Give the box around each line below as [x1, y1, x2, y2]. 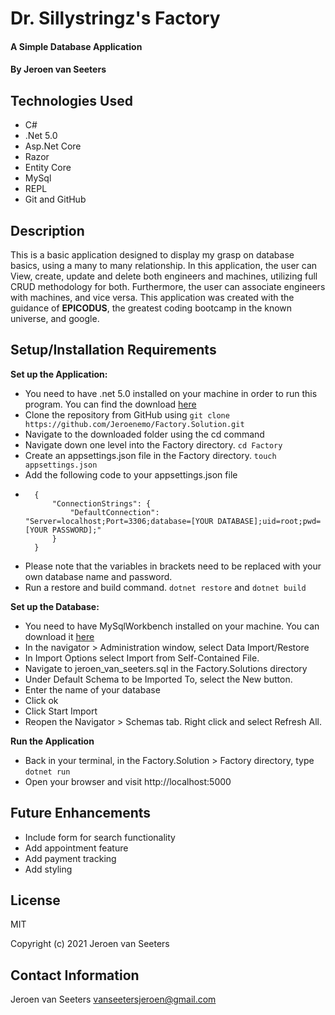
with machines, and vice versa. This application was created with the [10, 292, 295, 303]
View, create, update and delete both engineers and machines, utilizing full [10, 270, 318, 282]
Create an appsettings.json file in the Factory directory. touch [24, 449, 277, 461]
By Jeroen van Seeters [10, 63, 107, 76]
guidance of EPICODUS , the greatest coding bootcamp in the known [10, 302, 293, 314]
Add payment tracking [24, 852, 117, 864]
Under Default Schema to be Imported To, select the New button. [24, 673, 293, 685]
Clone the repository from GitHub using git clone [24, 408, 230, 421]
